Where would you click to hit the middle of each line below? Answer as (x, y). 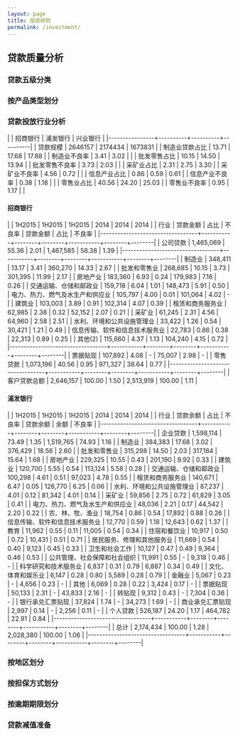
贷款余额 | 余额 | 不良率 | (61, 424)
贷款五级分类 (29, 80)
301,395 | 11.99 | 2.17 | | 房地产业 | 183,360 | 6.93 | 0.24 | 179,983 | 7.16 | (112, 277)
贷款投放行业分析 (37, 121)
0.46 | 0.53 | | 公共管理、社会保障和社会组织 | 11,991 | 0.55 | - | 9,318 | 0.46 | (118, 558)
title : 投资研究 (29, 21)
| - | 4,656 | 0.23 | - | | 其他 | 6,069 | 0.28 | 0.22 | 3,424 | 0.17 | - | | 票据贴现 (118, 584)
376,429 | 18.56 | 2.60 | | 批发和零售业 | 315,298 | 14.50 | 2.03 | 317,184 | (113, 451)
